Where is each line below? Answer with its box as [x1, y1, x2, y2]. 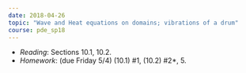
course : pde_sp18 [8, 26, 66, 34]
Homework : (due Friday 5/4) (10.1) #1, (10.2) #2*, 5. [19, 56, 187, 65]
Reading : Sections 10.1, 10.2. [19, 48, 112, 57]
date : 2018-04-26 [8, 11, 66, 20]
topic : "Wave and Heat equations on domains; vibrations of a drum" [8, 19, 239, 27]
